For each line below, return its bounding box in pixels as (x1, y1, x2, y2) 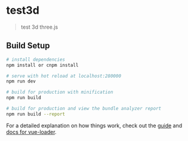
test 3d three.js (20, 23, 58, 30)
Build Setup (6, 41, 50, 51)
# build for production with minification (6, 89, 113, 96)
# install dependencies (6, 56, 66, 63)
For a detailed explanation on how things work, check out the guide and (6, 122, 183, 129)
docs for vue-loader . (6, 128, 57, 135)
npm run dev (6, 78, 36, 84)
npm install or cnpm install (6, 62, 79, 68)
